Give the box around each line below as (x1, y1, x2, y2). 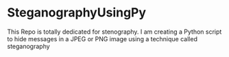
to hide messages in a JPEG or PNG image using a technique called (7, 34, 197, 43)
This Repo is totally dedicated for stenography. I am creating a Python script (7, 27, 222, 36)
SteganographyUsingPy (7, 5, 146, 21)
